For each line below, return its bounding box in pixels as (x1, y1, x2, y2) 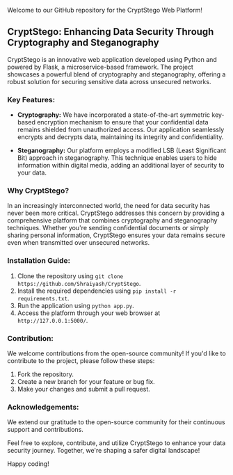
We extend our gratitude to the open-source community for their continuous (7, 418, 225, 426)
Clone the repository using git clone (17, 271, 124, 280)
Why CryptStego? (7, 186, 70, 195)
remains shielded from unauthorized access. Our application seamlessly (17, 125, 225, 134)
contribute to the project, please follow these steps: (7, 357, 155, 364)
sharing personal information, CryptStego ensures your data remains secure (7, 231, 225, 239)
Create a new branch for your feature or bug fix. (17, 378, 155, 385)
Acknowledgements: (7, 402, 79, 412)
